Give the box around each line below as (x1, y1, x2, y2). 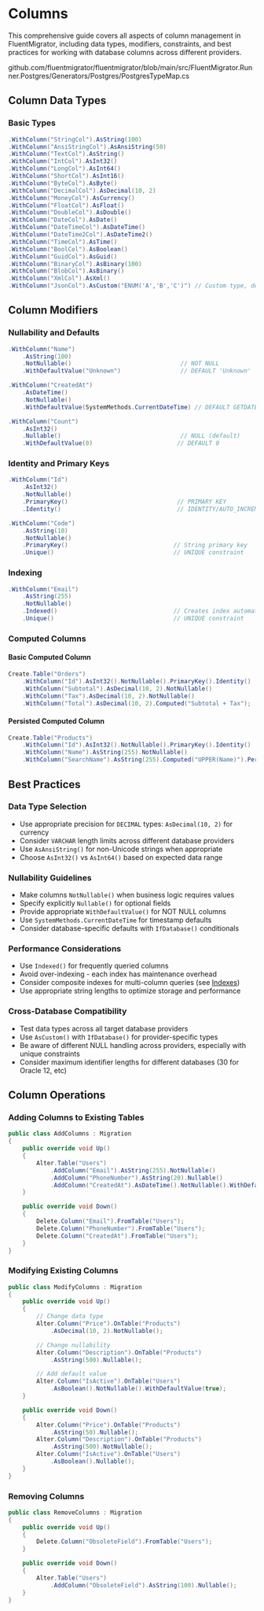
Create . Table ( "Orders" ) (8, 670, 86, 678)
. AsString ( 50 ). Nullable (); (49, 1428, 139, 1436)
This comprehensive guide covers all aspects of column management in (8, 31, 241, 40)
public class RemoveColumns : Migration (8, 1509, 143, 1517)
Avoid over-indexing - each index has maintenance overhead (19, 969, 218, 979)
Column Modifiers (8, 304, 98, 317)
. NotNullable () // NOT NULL (22, 360, 220, 368)
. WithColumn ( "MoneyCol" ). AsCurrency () (8, 194, 135, 202)
